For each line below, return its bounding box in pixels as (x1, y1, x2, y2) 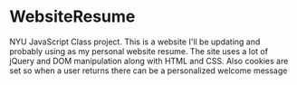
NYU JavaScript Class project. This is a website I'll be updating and (9, 36, 261, 47)
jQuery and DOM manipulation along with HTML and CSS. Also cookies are (9, 55, 289, 66)
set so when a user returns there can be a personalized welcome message (9, 65, 288, 76)
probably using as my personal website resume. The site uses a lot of (9, 45, 269, 56)
